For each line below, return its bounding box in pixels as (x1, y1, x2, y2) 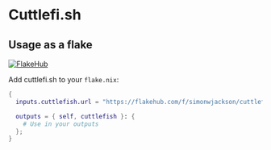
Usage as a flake (8, 38, 93, 52)
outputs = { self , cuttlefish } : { (15, 112, 135, 120)
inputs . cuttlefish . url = (15, 98, 99, 106)
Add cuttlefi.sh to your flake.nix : (8, 75, 119, 84)
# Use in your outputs (23, 119, 99, 128)
